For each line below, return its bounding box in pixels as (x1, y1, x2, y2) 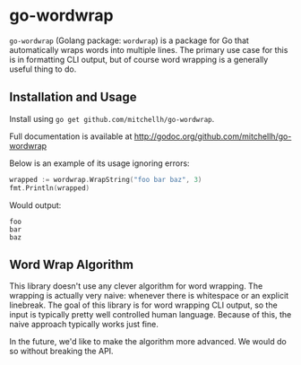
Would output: (9, 199, 62, 211)
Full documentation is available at (9, 131, 133, 142)
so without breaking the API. (9, 346, 114, 357)
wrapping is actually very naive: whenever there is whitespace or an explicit (9, 291, 289, 301)
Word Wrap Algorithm (9, 256, 134, 272)
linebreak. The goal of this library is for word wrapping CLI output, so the (9, 300, 278, 310)
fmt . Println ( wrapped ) (9, 183, 90, 193)
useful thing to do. (9, 64, 77, 74)
